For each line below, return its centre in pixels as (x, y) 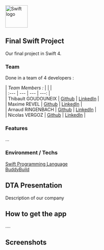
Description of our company (35, 198)
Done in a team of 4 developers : (40, 78)
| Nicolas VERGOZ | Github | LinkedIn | (45, 115)
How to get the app (36, 214)
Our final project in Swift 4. (33, 53)
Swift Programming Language (36, 164)
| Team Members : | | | (29, 88)
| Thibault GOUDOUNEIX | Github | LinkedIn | (52, 99)
